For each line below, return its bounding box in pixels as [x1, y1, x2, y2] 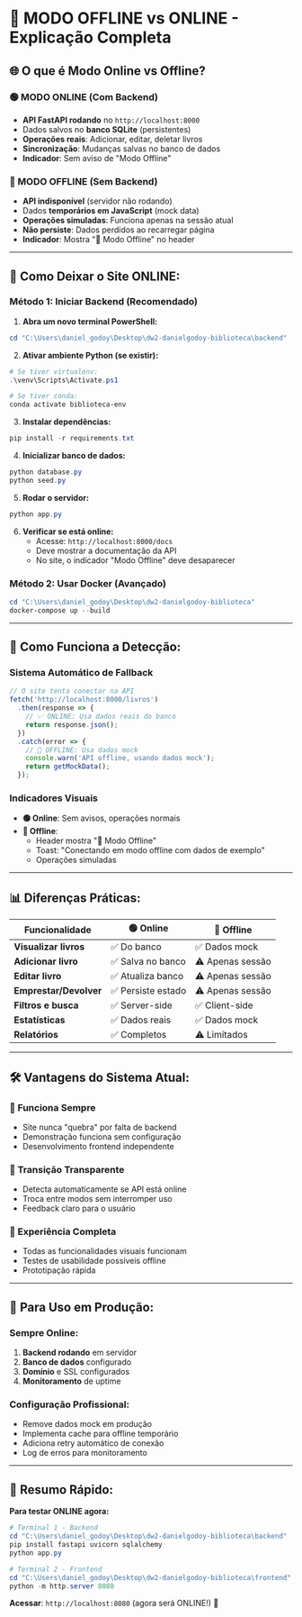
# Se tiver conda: [9, 392, 78, 401]
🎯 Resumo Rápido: [9, 1482, 114, 1497]
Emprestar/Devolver [13, 985, 102, 997]
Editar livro [13, 970, 62, 983]
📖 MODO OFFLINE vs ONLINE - [9, 8, 240, 29]
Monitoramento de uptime [22, 1376, 121, 1386]
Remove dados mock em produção [22, 1419, 153, 1430]
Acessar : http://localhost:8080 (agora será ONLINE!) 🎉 [9, 1598, 219, 1609]
